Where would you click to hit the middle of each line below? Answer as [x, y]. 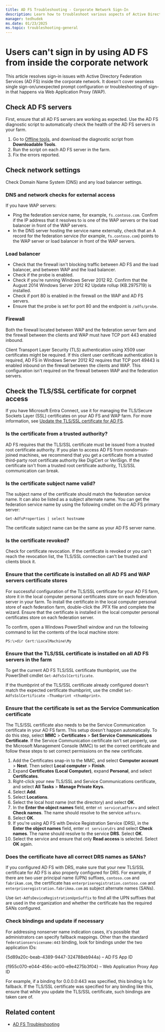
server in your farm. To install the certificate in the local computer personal [81, 602]
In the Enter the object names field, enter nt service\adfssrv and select [86, 808]
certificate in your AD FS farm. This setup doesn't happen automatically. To [81, 730]
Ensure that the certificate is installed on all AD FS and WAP [78, 574]
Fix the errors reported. [36, 155]
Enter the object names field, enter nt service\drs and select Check [82, 829]
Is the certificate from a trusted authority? [57, 434]
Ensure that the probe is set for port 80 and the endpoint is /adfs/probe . [85, 306]
